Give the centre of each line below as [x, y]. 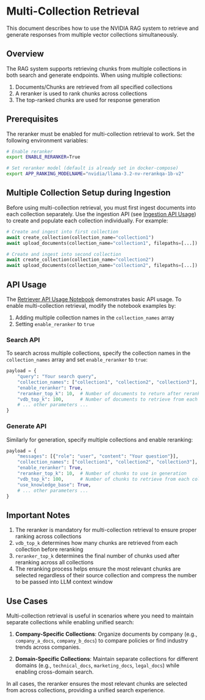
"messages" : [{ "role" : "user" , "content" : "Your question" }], [98, 456]
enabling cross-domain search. [54, 672]
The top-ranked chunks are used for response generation [88, 100]
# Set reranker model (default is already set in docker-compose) [92, 168]
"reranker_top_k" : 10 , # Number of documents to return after [99, 393]
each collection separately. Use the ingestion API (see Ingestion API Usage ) [101, 214]
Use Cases [27, 601]
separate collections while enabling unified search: [70, 622]
